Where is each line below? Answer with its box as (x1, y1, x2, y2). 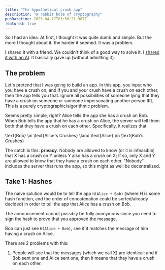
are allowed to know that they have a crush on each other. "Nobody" (5, 158, 144, 164)
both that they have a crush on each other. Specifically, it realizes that (5, 123, 147, 129)
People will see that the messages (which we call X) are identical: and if (12, 250, 158, 256)
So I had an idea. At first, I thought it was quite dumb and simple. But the (5, 35, 152, 40)
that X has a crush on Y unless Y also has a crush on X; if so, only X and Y (5, 153, 155, 158)
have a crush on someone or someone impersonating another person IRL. (5, 98, 155, 104)
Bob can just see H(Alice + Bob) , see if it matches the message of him (5, 225, 149, 231)
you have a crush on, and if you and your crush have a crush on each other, (5, 87, 159, 93)
